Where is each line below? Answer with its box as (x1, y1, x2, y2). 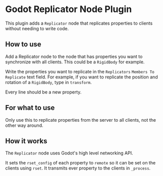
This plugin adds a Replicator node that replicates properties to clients (5, 20, 153, 26)
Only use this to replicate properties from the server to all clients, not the (5, 117, 156, 123)
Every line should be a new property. (5, 89, 82, 95)
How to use (5, 40, 41, 49)
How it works (5, 137, 47, 145)
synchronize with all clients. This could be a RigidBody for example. (5, 59, 145, 65)
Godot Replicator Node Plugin (5, 4, 132, 15)
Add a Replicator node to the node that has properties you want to (5, 53, 143, 59)
